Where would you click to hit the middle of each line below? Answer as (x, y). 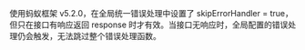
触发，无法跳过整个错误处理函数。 (97, 36)
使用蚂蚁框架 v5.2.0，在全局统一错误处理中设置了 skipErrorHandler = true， (151, 13)
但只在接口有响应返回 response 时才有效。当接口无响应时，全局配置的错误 (149, 25)
